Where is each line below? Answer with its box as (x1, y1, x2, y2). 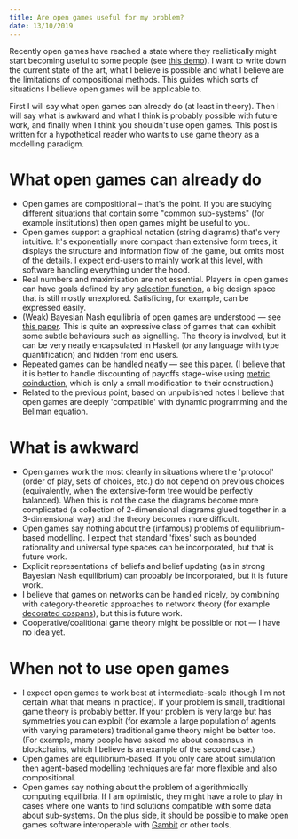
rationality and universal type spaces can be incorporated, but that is (21, 542, 274, 553)
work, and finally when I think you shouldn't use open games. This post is (9, 119, 278, 130)
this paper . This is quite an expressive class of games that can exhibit (21, 321, 277, 332)
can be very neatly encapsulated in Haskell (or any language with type (21, 340, 279, 351)
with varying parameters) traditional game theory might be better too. (21, 725, 277, 736)
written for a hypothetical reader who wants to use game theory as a (9, 129, 260, 139)
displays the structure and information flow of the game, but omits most (21, 246, 285, 257)
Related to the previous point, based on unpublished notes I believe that (21, 387, 285, 398)
